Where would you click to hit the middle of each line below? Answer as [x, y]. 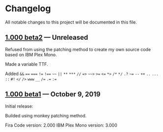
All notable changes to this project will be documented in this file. [71, 22]
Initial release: [19, 106]
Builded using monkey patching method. [46, 115]
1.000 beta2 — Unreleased [47, 38]
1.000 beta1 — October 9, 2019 [53, 94]
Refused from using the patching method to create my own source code [78, 49]
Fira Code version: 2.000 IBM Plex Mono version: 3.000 [61, 125]
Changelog [28, 9]
